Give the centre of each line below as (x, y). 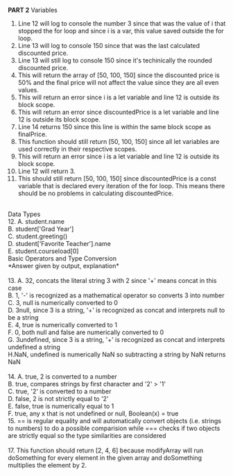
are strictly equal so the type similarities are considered (87, 436)
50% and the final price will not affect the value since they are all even (118, 82)
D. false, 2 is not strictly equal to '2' (59, 399)
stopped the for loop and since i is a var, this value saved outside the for (121, 31)
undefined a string (34, 347)
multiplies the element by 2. (48, 465)
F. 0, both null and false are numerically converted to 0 (86, 332)
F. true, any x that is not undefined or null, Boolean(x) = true (93, 413)
